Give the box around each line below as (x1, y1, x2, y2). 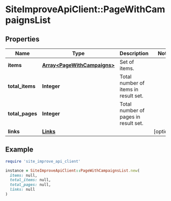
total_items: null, (10, 178, 51, 183)
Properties (5, 35, 40, 43)
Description (119, 50, 149, 57)
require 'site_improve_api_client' (5, 159, 81, 164)
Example (5, 145, 34, 154)
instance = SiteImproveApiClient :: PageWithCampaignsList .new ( (5, 168, 140, 173)
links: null (10, 187, 36, 192)
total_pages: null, (10, 182, 51, 187)
